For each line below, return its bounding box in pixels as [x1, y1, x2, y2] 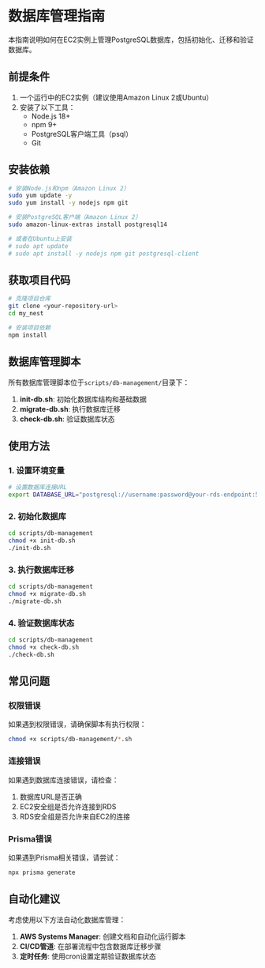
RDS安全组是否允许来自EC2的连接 [19, 812, 131, 821]
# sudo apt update [8, 242, 69, 250]
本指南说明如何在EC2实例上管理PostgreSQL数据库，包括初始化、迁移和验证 [8, 35, 254, 44]
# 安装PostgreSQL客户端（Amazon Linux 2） [8, 213, 142, 221]
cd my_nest [8, 310, 44, 318]
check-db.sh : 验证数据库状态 [19, 414, 116, 424]
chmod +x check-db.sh [8, 643, 80, 652]
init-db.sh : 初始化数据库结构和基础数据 [19, 394, 147, 404]
